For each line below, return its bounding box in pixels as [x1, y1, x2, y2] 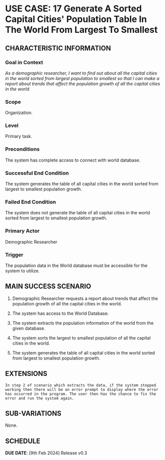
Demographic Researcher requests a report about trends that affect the [12, 295, 158, 301]
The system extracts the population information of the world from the [12, 320, 154, 326]
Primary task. [5, 133, 32, 139]
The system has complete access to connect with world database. [5, 157, 141, 163]
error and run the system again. [5, 396, 74, 401]
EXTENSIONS [5, 369, 48, 378]
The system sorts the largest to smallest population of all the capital [12, 335, 151, 341]
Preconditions [5, 146, 40, 153]
